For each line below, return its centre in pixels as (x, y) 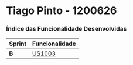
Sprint (18, 44)
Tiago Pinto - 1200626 (62, 11)
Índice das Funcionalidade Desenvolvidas (66, 29)
